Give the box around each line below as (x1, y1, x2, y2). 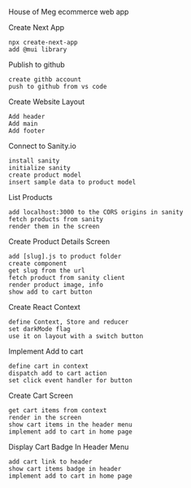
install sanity (8, 157, 60, 165)
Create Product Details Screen (8, 237, 111, 246)
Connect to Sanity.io (8, 142, 77, 150)
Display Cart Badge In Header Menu (8, 442, 129, 451)
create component (8, 259, 67, 268)
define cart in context (8, 362, 89, 370)
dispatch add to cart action (8, 369, 107, 377)
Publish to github (8, 60, 65, 69)
